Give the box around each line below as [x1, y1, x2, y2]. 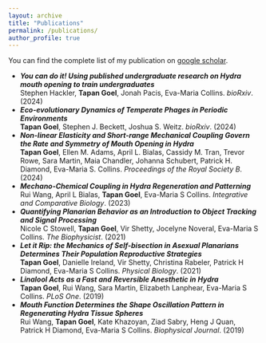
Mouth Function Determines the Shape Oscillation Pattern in [19, 300, 225, 309]
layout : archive [8, 11, 62, 20]
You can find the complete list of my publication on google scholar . [8, 56, 228, 65]
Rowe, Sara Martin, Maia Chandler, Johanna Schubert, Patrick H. [19, 156, 233, 166]
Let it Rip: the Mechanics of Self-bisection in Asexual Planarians [19, 241, 240, 250]
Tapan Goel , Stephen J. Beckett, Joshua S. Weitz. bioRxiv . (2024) [19, 122, 237, 132]
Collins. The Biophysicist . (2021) [19, 232, 126, 242]
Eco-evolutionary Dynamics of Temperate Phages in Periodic [19, 105, 228, 115]
